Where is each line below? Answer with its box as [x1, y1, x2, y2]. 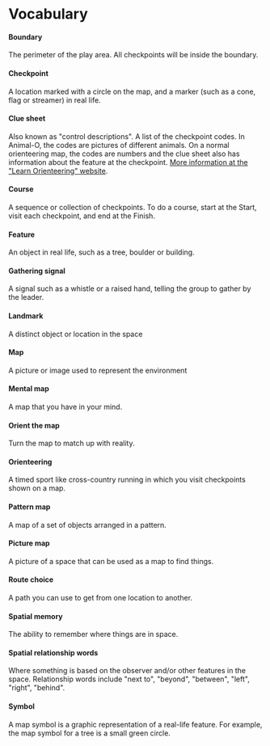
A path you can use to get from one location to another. [8, 593, 192, 603]
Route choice [8, 575, 54, 584]
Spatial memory [8, 611, 63, 621]
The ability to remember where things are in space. [8, 630, 179, 639]
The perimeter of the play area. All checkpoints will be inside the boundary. [8, 50, 259, 60]
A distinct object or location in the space [8, 329, 143, 339]
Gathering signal [8, 266, 66, 276]
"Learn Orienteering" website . [8, 166, 108, 175]
